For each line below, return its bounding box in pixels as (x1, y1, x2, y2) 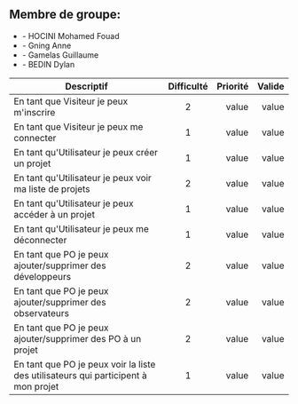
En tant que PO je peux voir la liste (13, 358, 156, 370)
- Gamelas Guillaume (21, 49, 99, 60)
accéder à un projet (13, 208, 96, 220)
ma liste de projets (13, 182, 90, 194)
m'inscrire (13, 106, 56, 118)
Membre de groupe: (9, 7, 122, 22)
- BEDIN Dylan (21, 59, 75, 69)
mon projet (13, 380, 59, 392)
